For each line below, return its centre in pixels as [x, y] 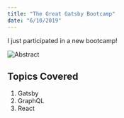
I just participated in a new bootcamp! [63, 40]
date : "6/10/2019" [34, 20]
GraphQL [31, 101]
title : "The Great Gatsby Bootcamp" [61, 14]
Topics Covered [43, 76]
